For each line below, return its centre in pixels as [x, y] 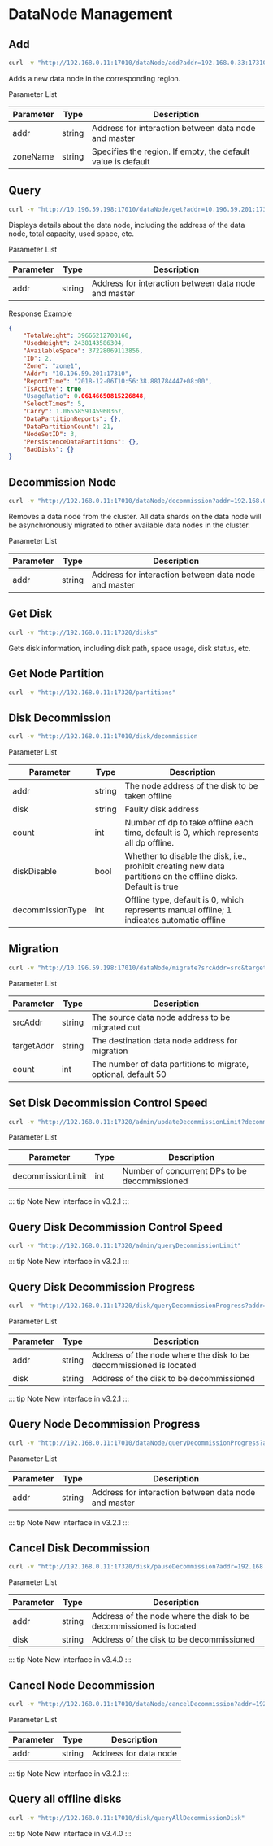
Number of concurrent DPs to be [185, 1171]
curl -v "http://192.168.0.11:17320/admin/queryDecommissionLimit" [125, 1246]
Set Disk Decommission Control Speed [108, 1103]
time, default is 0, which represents [192, 833]
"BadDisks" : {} [49, 449]
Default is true [152, 886]
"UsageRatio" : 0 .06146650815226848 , [85, 396]
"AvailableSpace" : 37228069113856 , [83, 351]
